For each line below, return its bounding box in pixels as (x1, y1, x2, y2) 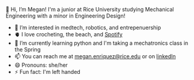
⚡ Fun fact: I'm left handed (14, 68, 81, 75)
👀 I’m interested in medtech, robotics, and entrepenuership (14, 24, 161, 31)
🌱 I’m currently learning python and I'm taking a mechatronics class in (14, 39, 189, 47)
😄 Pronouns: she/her (14, 61, 68, 68)
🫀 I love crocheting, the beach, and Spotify (14, 31, 123, 38)
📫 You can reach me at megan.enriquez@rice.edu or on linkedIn (14, 53, 176, 60)
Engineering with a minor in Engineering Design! (5, 12, 126, 19)
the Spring (14, 46, 40, 53)
